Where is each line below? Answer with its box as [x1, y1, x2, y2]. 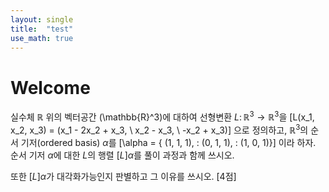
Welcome [10, 76, 91, 99]
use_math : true [10, 33, 74, 43]
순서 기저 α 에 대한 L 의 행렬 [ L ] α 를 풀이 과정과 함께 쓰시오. [10, 149, 235, 161]
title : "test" [10, 24, 74, 34]
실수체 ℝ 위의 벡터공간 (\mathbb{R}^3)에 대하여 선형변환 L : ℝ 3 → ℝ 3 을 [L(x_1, [10, 109, 315, 123]
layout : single [10, 14, 74, 25]
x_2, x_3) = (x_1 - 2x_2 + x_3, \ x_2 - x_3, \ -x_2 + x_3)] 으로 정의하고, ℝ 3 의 [10, 122, 309, 136]
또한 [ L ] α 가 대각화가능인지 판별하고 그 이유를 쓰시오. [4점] [10, 170, 237, 182]
